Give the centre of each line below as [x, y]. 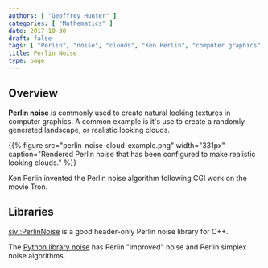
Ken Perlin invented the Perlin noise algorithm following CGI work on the [128, 178]
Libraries [31, 212]
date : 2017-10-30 [37, 31]
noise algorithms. [37, 255]
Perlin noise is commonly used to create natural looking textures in [120, 113]
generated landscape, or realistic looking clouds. [89, 130]
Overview [33, 93]
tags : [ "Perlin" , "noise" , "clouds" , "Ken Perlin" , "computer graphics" [135, 46]
